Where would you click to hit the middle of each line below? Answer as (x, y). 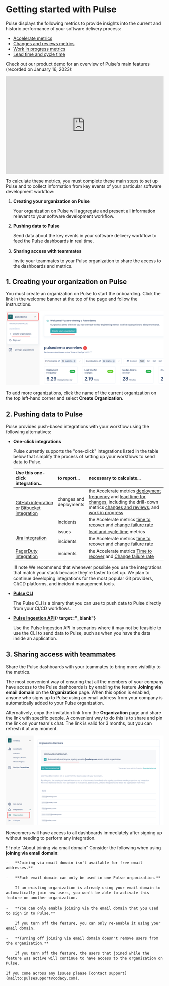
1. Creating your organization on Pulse (66, 281)
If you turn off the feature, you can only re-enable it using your (88, 923)
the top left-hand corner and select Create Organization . (65, 398)
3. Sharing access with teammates (61, 654)
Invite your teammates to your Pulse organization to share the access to (87, 261)
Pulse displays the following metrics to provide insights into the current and (83, 23)
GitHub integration (34, 503)
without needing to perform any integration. (51, 838)
